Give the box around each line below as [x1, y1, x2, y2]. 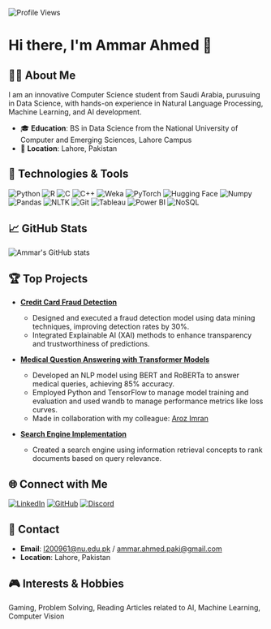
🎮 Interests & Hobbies [8, 577, 124, 591]
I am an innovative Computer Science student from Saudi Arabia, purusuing [8, 90, 261, 99]
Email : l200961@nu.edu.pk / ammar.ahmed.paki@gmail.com [19, 544, 222, 554]
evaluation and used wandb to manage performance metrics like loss [32, 396, 264, 406]
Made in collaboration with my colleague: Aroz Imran [32, 414, 209, 424]
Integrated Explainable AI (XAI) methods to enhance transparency [32, 330, 252, 340]
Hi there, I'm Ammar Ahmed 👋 [8, 37, 213, 54]
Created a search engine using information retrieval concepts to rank [32, 445, 263, 455]
